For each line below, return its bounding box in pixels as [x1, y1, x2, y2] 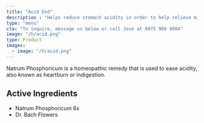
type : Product [6, 37, 42, 43]
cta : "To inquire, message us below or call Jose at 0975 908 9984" [6, 25, 183, 32]
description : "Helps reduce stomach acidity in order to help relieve [6, 14, 191, 20]
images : [6, 43, 26, 49]
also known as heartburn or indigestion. [6, 71, 106, 78]
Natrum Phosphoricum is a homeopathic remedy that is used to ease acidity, [6, 65, 198, 72]
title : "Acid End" [6, 8, 53, 15]
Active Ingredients [6, 89, 78, 99]
